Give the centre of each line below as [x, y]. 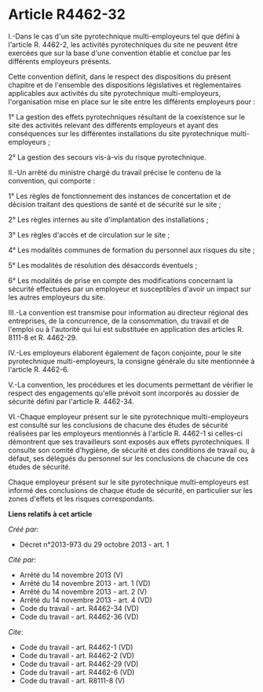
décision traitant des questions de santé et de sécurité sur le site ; [115, 204]
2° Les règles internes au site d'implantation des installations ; [108, 219]
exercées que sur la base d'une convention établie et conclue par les [120, 53]
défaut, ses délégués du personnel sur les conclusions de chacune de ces [128, 458]
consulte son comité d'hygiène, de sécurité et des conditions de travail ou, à [131, 450]
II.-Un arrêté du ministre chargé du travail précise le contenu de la [115, 172]
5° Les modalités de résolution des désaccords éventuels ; [103, 265]
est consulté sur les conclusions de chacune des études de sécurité [118, 425]
